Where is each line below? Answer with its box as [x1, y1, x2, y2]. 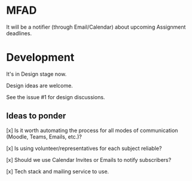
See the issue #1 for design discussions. [6, 93, 105, 100]
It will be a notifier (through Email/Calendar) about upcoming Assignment [6, 23, 186, 30]
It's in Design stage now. [6, 70, 67, 78]
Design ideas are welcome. [6, 82, 73, 89]
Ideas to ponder [6, 111, 66, 121]
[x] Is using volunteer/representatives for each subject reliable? [6, 145, 162, 152]
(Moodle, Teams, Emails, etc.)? [6, 133, 82, 140]
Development [6, 51, 75, 65]
